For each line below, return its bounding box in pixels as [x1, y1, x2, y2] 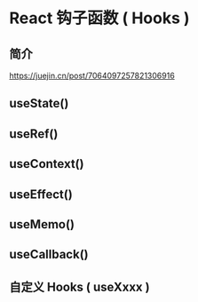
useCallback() [9, 247, 89, 262]
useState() [9, 96, 69, 111]
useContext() [9, 156, 84, 171]
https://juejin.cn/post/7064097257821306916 [9, 70, 175, 81]
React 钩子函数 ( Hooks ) [9, 8, 190, 28]
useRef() [9, 126, 59, 141]
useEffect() [9, 187, 73, 202]
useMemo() [9, 217, 75, 232]
